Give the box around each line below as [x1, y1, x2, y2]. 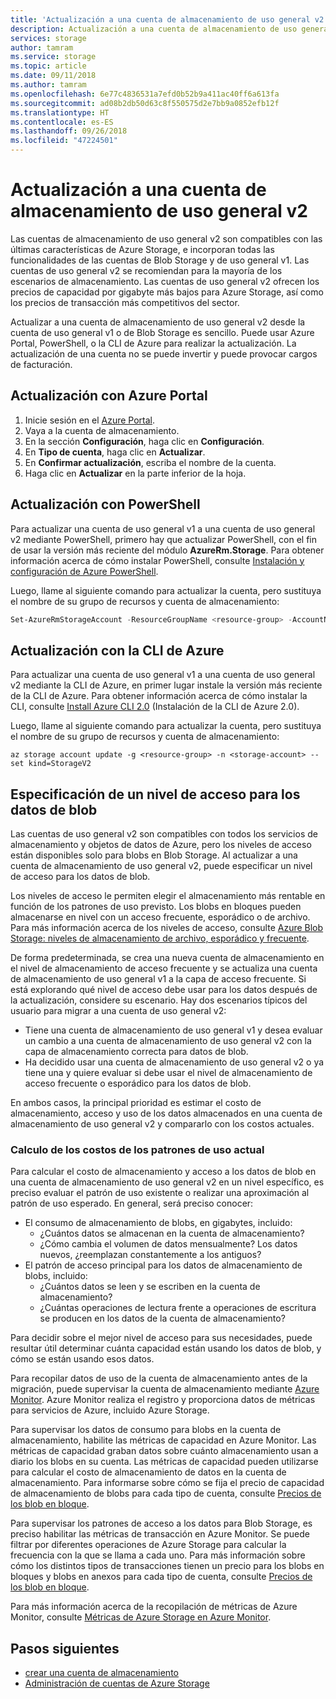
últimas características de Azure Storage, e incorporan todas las [10, 243, 275, 255]
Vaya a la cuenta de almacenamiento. [24, 424, 180, 436]
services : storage [10, 33, 87, 43]
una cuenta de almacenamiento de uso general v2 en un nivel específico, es [10, 1176, 325, 1188]
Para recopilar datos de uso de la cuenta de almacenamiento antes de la [10, 1372, 308, 1385]
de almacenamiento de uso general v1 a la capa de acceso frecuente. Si [10, 973, 307, 985]
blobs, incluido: [24, 1270, 88, 1282]
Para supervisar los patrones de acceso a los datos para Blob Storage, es [10, 1517, 313, 1530]
